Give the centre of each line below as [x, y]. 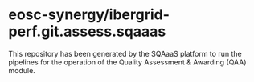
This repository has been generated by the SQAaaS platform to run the [125, 53]
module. [22, 70]
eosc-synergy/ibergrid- [89, 15]
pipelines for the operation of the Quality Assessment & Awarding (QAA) [127, 62]
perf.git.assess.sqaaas [87, 31]
